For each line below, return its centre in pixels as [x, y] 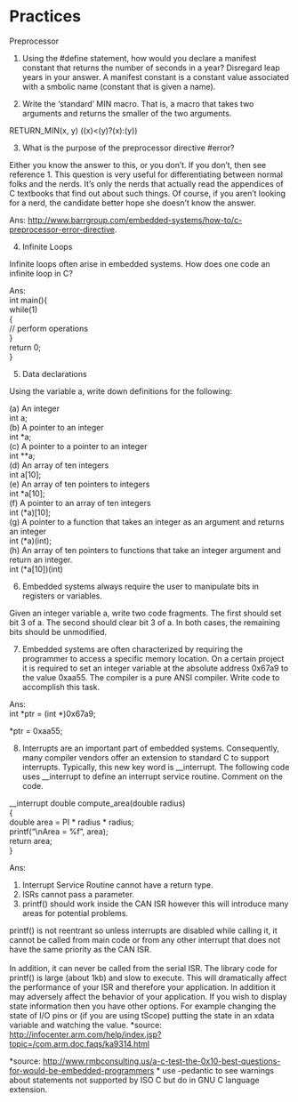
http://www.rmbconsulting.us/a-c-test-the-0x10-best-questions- [162, 1061]
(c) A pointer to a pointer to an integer [79, 446]
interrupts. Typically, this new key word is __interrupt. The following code [156, 767]
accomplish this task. [61, 687]
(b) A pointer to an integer [56, 427]
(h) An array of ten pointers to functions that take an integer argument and [145, 550]
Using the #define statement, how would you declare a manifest [139, 58]
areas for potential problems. [75, 913]
